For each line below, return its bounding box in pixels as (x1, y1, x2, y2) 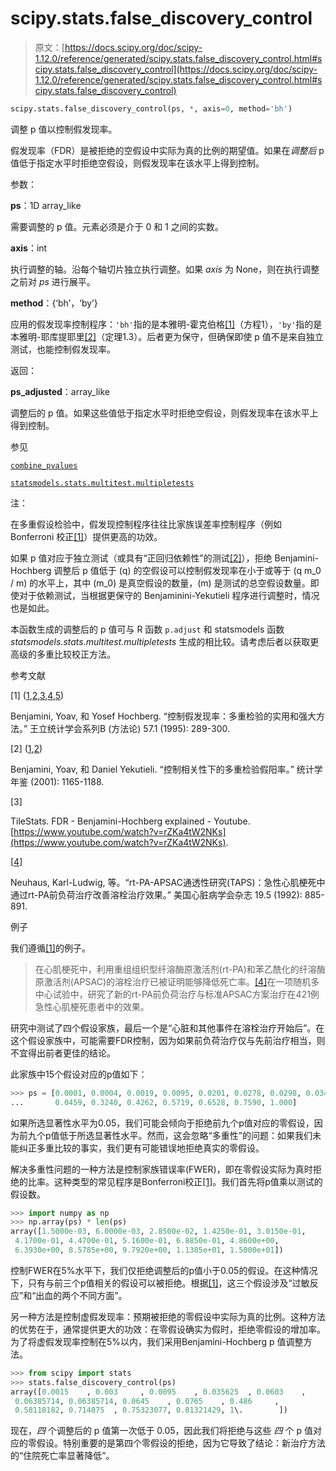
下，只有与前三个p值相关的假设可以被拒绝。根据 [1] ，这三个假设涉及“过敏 (10, 1277, 310, 1289)
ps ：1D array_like (10, 199, 82, 211)
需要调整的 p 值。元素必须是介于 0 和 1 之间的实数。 (10, 220, 224, 232)
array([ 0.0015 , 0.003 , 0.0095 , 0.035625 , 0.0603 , (10, 1387, 307, 1397)
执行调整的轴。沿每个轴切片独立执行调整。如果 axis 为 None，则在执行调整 (10, 263, 320, 275)
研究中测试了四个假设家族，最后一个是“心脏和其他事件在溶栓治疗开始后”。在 (10, 1022, 325, 1034)
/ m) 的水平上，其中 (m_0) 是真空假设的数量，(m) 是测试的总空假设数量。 (10, 577, 311, 589)
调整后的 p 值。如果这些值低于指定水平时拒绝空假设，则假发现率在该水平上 (10, 407, 319, 419)
